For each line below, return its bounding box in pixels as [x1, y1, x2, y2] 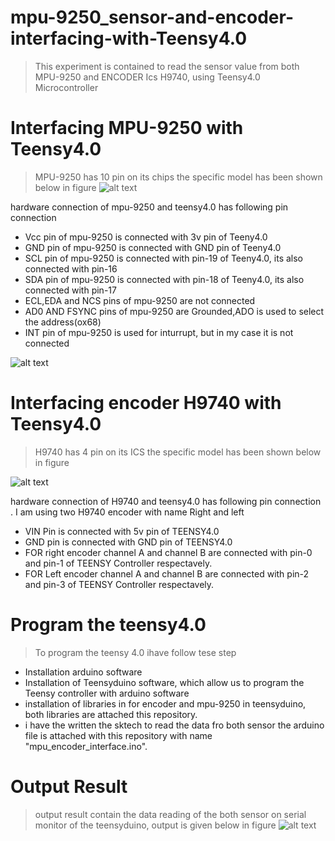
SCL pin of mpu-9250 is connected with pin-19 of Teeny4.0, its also [24, 252, 304, 264]
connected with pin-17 [24, 284, 117, 296]
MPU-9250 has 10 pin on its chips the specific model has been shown [34, 171, 323, 183]
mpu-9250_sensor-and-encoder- [10, 6, 295, 29]
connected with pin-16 [24, 262, 118, 275]
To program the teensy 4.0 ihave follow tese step [34, 646, 237, 658]
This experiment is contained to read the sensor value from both [34, 60, 300, 72]
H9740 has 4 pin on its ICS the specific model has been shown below [34, 446, 322, 458]
